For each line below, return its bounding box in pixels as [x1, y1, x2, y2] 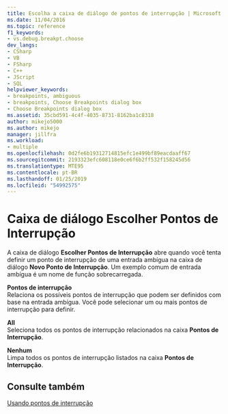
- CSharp [7, 49, 32, 55]
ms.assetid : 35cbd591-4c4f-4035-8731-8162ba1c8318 [7, 112, 154, 118]
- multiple [7, 144, 38, 151]
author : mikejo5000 [7, 118, 63, 125]
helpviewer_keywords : [7, 86, 69, 93]
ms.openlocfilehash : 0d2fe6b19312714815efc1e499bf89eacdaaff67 [7, 150, 191, 157]
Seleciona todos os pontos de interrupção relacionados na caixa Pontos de [7, 326, 219, 334]
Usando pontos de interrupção [7, 399, 94, 407]
